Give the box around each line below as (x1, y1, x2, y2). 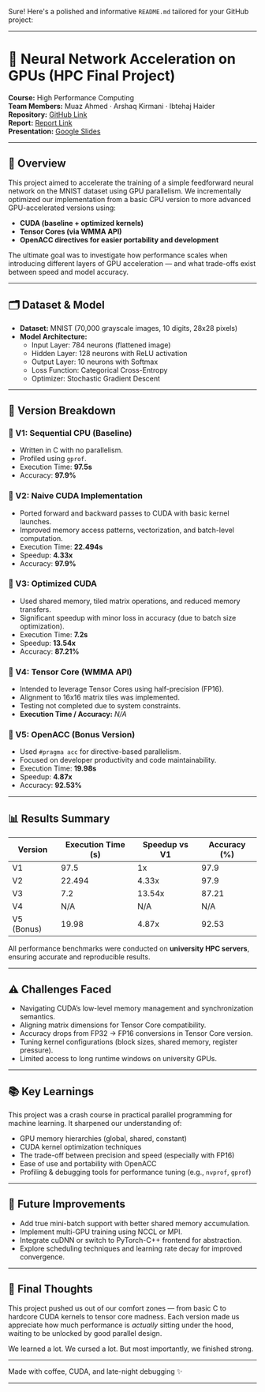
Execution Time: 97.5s (19, 462, 92, 472)
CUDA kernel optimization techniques (19, 1142, 142, 1151)
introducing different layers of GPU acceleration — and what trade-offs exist (8, 258, 256, 268)
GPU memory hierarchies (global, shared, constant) (19, 1133, 188, 1143)
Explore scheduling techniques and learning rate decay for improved (19, 1244, 243, 1253)
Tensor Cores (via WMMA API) (19, 227, 122, 236)
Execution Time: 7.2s (19, 629, 88, 639)
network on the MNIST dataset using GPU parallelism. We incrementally (8, 186, 241, 196)
